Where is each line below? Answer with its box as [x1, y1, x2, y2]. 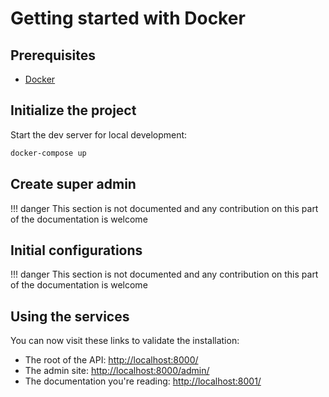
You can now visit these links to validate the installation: [10, 335, 240, 347]
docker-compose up [10, 148, 87, 158]
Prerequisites [10, 47, 96, 64]
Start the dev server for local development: [10, 128, 188, 141]
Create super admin [10, 176, 137, 193]
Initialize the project [10, 102, 137, 119]
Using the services [10, 308, 130, 325]
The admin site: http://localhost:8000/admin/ [24, 365, 210, 377]
